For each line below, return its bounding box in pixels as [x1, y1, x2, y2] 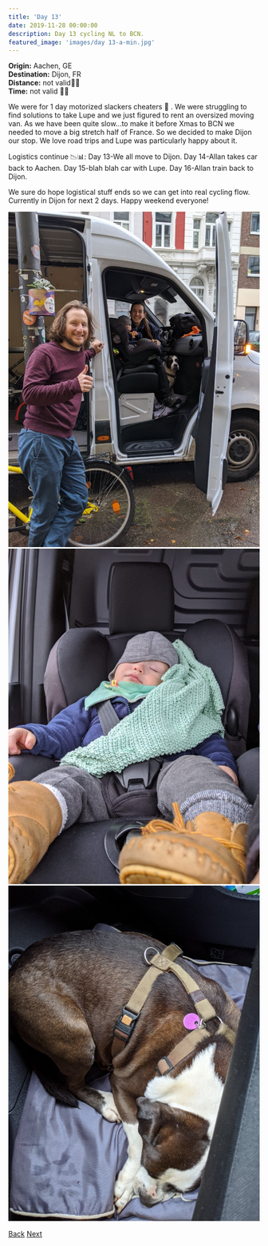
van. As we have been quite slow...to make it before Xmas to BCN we [8, 119, 235, 129]
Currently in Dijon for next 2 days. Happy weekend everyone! [8, 196, 209, 205]
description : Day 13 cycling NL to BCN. [8, 30, 145, 38]
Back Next [8, 1229, 42, 1239]
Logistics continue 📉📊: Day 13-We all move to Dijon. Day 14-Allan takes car [8, 152, 258, 161]
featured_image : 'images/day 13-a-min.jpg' [8, 38, 156, 46]
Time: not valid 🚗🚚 [8, 86, 69, 96]
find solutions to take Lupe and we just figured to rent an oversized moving [8, 110, 254, 120]
